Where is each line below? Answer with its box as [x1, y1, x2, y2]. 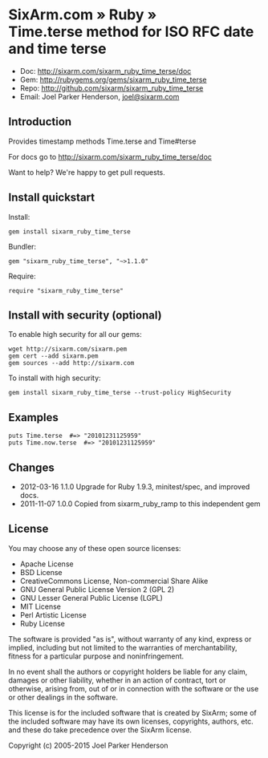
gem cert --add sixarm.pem [8, 352, 99, 360]
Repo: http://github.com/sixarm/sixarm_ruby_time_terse [19, 83, 204, 93]
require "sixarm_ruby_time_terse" [8, 286, 124, 294]
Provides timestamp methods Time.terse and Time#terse [8, 136, 197, 146]
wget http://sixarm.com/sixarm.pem [8, 345, 128, 354]
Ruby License [19, 618, 66, 628]
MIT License [19, 602, 62, 611]
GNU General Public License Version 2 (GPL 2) [19, 584, 175, 594]
